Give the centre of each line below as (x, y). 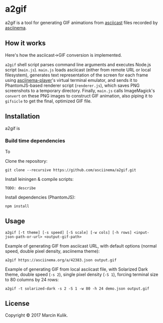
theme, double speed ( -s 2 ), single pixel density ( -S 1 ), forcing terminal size (82, 274)
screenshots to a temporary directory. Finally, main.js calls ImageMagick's (80, 90)
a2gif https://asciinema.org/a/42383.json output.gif (61, 260)
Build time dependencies (35, 141)
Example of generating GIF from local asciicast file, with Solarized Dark (76, 269)
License (17, 304)
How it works (25, 43)
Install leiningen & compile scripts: (40, 179)
